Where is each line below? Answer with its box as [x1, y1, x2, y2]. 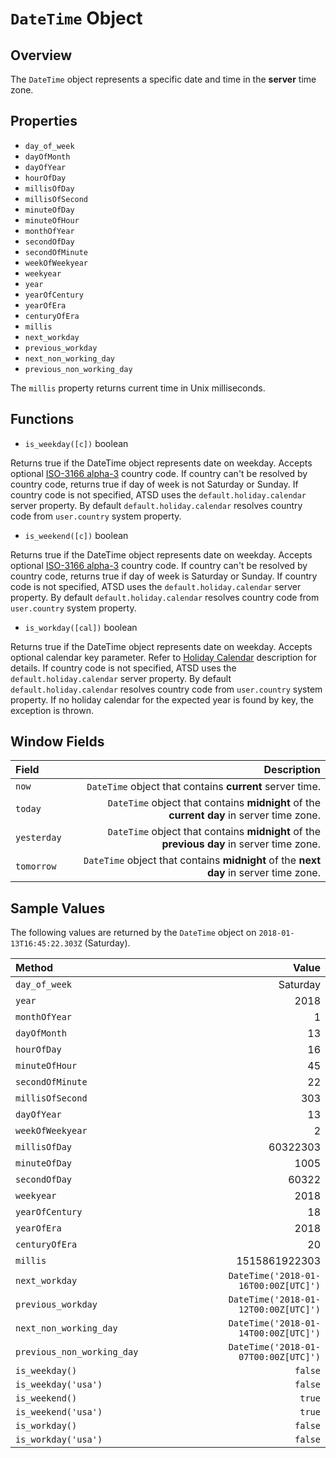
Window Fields [10, 733, 105, 751]
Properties [10, 113, 78, 130]
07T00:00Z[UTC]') [238, 1352, 321, 1363]
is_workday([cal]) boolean [24, 621, 138, 633]
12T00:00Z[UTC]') [238, 1304, 321, 1316]
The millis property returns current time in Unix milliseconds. [10, 382, 266, 394]
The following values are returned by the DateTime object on [10, 927, 257, 939]
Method [15, 961, 54, 975]
